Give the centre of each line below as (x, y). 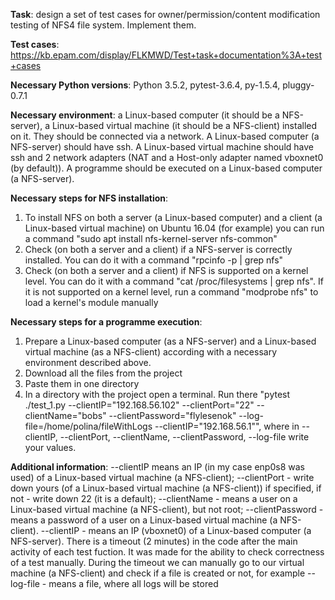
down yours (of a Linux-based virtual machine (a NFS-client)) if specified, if (166, 488)
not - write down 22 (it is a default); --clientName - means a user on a (154, 498)
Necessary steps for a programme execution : (106, 322)
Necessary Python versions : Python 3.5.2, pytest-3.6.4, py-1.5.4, (145, 85)
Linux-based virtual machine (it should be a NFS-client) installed (184, 125)
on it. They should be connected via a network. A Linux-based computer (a (165, 136)
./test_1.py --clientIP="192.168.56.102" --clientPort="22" (139, 405)
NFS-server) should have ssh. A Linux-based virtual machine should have (162, 147)
